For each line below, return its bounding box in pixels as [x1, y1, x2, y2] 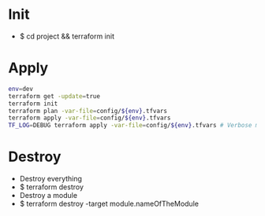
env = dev [8, 85, 34, 93]
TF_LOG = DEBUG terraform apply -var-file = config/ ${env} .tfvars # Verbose [8, 122, 252, 130]
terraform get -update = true [8, 92, 101, 100]
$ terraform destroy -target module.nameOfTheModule [19, 199, 200, 209]
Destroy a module [19, 191, 77, 200]
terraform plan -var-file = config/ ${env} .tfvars [8, 107, 168, 115]
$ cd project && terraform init [19, 31, 114, 41]
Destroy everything [19, 174, 83, 184]
